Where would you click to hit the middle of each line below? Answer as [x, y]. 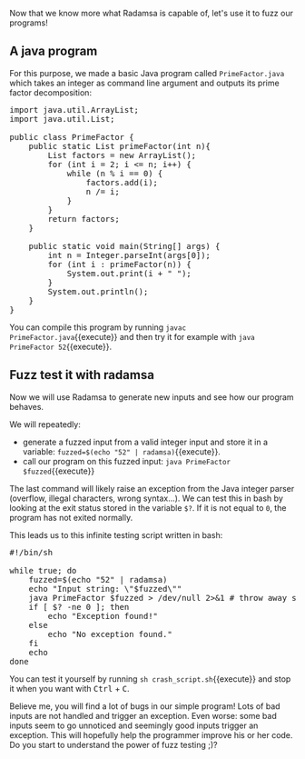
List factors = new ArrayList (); [122, 155]
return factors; [84, 219]
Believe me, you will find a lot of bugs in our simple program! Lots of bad [145, 706]
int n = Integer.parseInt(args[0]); [129, 255]
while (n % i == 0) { [115, 173]
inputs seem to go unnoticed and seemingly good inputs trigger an [134, 725]
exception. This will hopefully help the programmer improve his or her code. [151, 734]
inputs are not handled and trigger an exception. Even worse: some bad [143, 715]
